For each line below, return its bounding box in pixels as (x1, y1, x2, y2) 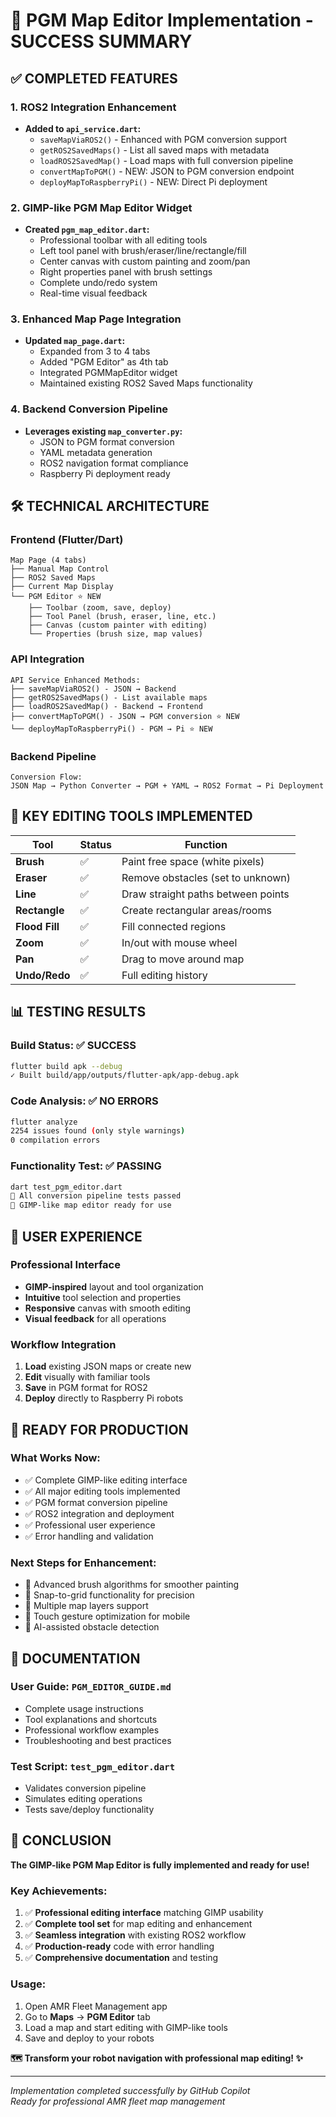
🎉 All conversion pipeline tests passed (10, 1191, 182, 1201)
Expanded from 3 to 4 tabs (39, 345, 151, 358)
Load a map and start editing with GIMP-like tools (24, 2021, 228, 2033)
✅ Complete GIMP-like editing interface (24, 1474, 188, 1486)
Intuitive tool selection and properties (24, 1291, 182, 1303)
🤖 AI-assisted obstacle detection (24, 1621, 160, 1633)
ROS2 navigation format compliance (39, 457, 189, 469)
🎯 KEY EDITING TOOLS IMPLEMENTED (10, 808, 253, 825)
